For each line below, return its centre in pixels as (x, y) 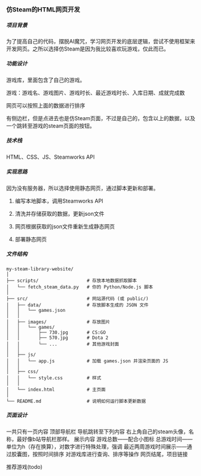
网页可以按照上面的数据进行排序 (46, 105)
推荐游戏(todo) (25, 466)
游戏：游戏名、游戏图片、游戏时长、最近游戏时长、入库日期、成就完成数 (95, 93)
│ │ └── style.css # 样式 (54, 378)
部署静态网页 (31, 239)
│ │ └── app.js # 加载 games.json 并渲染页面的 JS (87, 361)
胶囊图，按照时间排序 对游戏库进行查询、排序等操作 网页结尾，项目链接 (99, 454)
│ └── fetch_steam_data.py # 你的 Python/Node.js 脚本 (80, 287)
